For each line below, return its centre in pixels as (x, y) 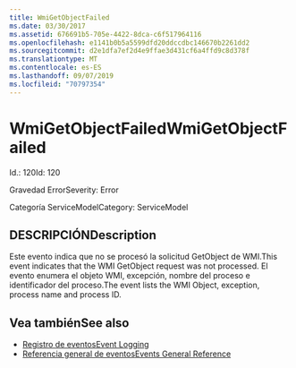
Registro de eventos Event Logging (85, 345)
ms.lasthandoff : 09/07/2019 (62, 76)
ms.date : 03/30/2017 (48, 26)
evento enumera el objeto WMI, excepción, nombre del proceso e (130, 276)
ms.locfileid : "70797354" (57, 84)
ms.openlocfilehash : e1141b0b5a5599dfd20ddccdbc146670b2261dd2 (130, 43)
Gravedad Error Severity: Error (64, 190)
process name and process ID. (66, 295)
